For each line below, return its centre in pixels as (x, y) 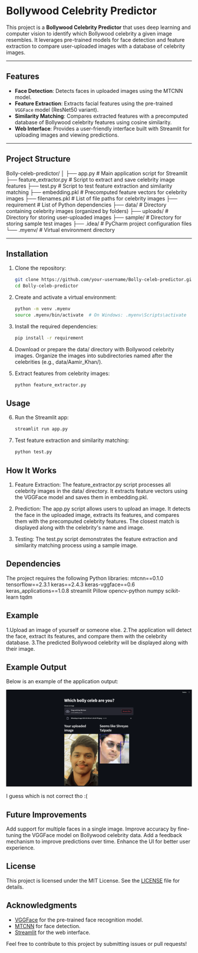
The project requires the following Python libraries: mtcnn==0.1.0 (85, 578)
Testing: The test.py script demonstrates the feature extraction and (96, 539)
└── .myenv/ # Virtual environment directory (60, 230)
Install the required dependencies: (56, 326)
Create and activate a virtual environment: (65, 298)
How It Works (32, 471)
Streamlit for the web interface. (52, 932)
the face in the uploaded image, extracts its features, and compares (97, 515)
